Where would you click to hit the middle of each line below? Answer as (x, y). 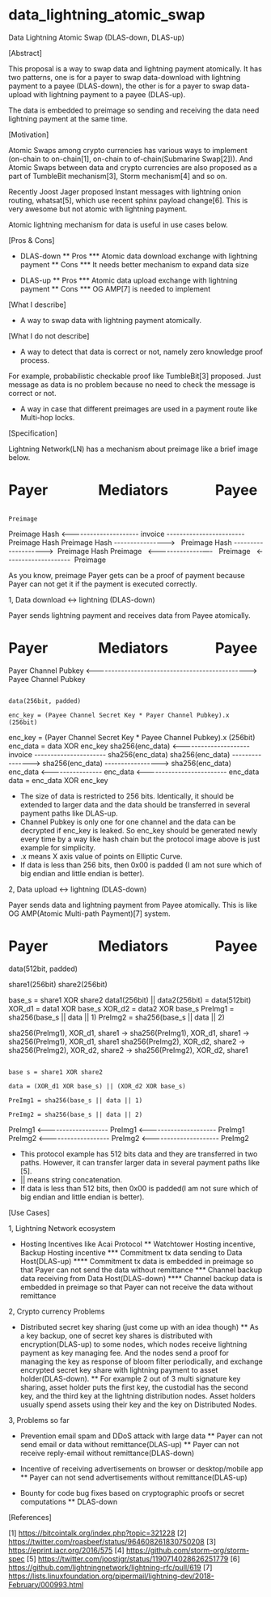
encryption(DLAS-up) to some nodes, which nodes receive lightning (133, 1344)
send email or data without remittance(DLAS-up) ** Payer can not (129, 1444)
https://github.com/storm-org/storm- (188, 1550)
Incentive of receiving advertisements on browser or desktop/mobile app (142, 1468)
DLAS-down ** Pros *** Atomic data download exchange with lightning (139, 256)
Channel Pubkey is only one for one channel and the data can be (128, 822)
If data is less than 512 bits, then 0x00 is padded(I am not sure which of (139, 1188)
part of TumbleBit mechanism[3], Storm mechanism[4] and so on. (118, 176)
